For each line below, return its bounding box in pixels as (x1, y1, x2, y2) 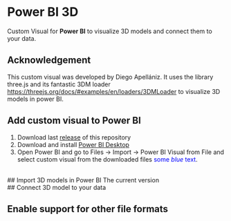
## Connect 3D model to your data (7, 183, 107, 191)
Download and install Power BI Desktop (17, 140, 130, 148)
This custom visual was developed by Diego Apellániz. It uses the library (7, 73, 214, 81)
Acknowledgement (7, 55, 91, 66)
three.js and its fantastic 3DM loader (7, 80, 111, 88)
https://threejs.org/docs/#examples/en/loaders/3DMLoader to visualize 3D (7, 87, 221, 95)
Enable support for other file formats (7, 203, 168, 215)
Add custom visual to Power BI (7, 115, 142, 126)
